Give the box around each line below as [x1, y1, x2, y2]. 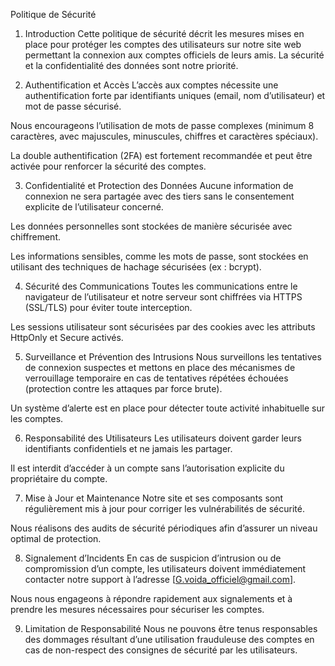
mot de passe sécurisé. [24, 100, 122, 112]
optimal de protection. [10, 533, 102, 544]
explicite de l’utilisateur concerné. [24, 201, 164, 213]
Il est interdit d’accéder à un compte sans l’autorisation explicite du [10, 462, 285, 474]
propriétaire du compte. [10, 473, 108, 484]
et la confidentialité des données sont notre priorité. [24, 60, 239, 71]
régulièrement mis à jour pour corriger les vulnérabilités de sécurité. [24, 503, 305, 514]
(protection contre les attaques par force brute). [24, 383, 223, 394]
